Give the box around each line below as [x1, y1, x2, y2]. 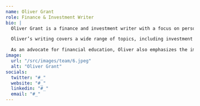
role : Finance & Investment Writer [5, 14, 94, 20]
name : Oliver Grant [5, 8, 54, 15]
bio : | [5, 20, 22, 26]
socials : [5, 69, 27, 75]
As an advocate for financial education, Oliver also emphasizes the [11, 47, 187, 53]
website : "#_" [11, 80, 46, 86]
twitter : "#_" [11, 74, 46, 80]
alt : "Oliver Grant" [11, 63, 62, 69]
